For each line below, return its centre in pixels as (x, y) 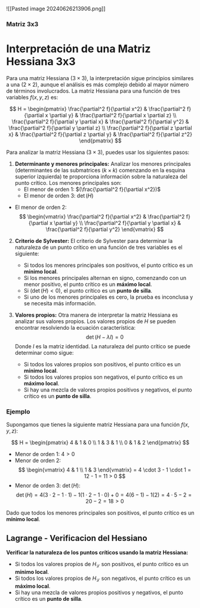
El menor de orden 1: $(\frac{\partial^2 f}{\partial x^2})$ (92, 189)
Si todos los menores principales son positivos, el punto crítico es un (108, 265)
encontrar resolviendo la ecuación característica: (75, 327)
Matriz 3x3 (22, 24)
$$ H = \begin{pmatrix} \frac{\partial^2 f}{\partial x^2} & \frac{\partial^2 (98, 109)
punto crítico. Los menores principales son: (68, 183)
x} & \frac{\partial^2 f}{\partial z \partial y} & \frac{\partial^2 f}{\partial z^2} (100, 134)
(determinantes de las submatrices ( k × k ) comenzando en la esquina (100, 170)
